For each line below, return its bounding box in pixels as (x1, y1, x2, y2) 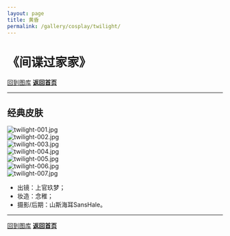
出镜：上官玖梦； (16, 183, 66, 192)
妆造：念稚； (16, 192, 53, 200)
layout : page (7, 10, 44, 17)
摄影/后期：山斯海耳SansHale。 (16, 200, 107, 209)
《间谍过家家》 (7, 54, 92, 70)
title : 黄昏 (7, 16, 39, 23)
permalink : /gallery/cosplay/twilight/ (7, 23, 121, 29)
